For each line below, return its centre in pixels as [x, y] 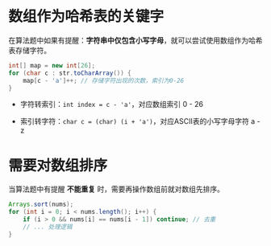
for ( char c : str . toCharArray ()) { [70, 73]
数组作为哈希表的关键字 [86, 16]
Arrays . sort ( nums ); [41, 205]
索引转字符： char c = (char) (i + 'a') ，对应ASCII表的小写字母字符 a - [140, 121]
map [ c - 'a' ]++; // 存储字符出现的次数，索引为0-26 [103, 80]
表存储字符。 [29, 50]
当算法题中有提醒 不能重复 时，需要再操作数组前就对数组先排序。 [116, 189]
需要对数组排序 [58, 165]
